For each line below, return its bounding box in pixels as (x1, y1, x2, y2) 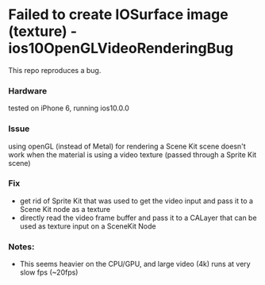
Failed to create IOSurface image (8, 6, 229, 24)
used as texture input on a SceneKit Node (19, 221, 156, 231)
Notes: (8, 241, 35, 252)
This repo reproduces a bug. (8, 65, 102, 75)
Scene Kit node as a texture (19, 204, 111, 214)
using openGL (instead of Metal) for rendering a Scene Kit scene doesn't (8, 141, 246, 151)
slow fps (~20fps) (19, 268, 79, 277)
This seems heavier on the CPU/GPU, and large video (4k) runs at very (19, 260, 252, 269)
